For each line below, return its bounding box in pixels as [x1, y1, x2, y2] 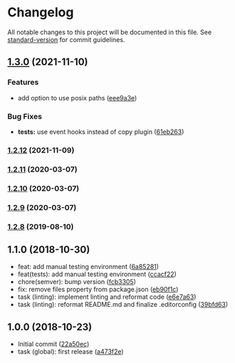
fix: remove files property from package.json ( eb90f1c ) [17, 285, 179, 294]
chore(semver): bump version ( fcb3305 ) [17, 278, 137, 286]
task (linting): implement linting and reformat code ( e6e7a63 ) [17, 293, 197, 301]
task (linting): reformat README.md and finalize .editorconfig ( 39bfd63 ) [17, 300, 229, 309]
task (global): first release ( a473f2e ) [17, 347, 124, 356]
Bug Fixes [7, 111, 43, 121]
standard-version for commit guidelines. [7, 35, 125, 43]
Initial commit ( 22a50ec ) [17, 340, 90, 349]
